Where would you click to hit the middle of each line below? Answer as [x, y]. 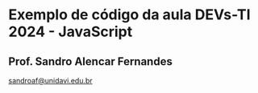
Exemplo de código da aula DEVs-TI [130, 15]
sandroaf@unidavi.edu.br [50, 81]
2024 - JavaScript [71, 32]
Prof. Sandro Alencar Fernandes [91, 61]
